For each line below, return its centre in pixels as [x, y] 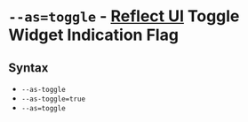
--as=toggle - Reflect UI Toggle [124, 16]
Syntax [28, 68]
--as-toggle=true [53, 99]
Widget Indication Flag [94, 35]
